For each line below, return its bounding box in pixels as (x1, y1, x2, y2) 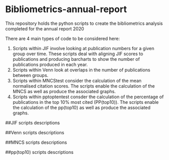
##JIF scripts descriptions (5, 119, 60, 126)
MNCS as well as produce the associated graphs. (12, 88, 116, 94)
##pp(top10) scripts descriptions (5, 149, 74, 155)
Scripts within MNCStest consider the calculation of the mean (12, 77, 142, 84)
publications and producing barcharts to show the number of (12, 56, 140, 62)
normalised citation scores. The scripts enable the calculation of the (12, 83, 155, 89)
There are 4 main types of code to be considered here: (5, 35, 120, 42)
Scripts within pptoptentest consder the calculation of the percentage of (12, 94, 164, 100)
